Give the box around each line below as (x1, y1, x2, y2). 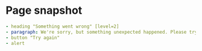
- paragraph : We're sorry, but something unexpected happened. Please (5, 29, 187, 35)
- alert (5, 40, 25, 46)
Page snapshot (5, 4, 83, 17)
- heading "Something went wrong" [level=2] (5, 23, 119, 29)
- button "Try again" (5, 34, 60, 41)
